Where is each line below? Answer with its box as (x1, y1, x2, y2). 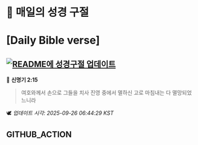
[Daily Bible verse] (6, 34, 100, 47)
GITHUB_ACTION (6, 129, 72, 140)
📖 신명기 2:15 (6, 76, 38, 83)
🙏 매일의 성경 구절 (6, 5, 89, 19)
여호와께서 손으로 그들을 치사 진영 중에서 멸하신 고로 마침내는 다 (21, 89, 171, 97)
